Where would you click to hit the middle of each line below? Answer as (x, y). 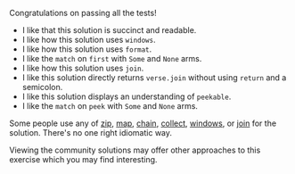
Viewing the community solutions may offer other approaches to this (135, 150)
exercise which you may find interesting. (83, 159)
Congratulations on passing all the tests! (83, 13)
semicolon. (42, 87)
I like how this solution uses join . (83, 68)
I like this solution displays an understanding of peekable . (127, 96)
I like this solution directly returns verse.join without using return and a (154, 78)
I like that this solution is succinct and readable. (109, 30)
